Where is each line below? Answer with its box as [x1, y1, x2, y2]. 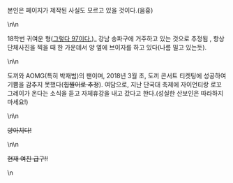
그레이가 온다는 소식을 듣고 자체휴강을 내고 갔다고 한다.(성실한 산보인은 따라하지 [7, 89, 224, 97]
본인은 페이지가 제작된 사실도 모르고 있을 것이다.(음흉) [7, 6, 153, 14]
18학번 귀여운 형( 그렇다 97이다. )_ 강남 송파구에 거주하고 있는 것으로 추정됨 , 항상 [7, 34, 225, 43]
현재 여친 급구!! [7, 154, 49, 163]
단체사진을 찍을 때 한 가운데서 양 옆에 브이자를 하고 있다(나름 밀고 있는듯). [7, 43, 207, 51]
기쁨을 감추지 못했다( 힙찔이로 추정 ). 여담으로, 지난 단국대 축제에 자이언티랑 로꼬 [7, 80, 222, 89]
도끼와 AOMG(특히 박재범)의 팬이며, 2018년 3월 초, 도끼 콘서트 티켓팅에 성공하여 [7, 72, 227, 80]
